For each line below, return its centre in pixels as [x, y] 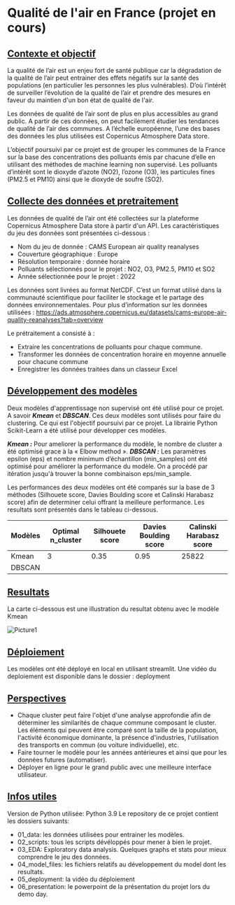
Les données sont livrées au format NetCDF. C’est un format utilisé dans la [114, 290]
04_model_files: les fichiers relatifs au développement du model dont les [122, 864]
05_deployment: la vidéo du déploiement [76, 879]
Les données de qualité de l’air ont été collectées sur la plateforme [103, 218]
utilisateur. [32, 775]
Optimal [66, 531]
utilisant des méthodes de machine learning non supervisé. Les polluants [113, 164]
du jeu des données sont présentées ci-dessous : [79, 233]
